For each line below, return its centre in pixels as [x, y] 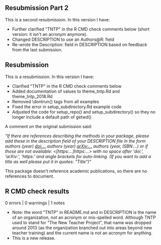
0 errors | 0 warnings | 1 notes [35, 203]
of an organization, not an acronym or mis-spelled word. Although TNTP [84, 217]
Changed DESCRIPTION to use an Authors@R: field [63, 39]
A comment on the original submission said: [49, 126]
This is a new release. [34, 238]
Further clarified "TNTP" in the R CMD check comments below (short [81, 29]
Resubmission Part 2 [37, 8]
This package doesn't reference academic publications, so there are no [76, 171]
